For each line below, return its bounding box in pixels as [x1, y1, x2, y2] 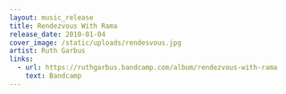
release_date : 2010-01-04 [9, 30, 105, 38]
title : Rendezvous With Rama [9, 21, 118, 30]
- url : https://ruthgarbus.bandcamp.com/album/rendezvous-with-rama [17, 64, 278, 73]
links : [9, 55, 34, 64]
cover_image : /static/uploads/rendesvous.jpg [9, 38, 181, 47]
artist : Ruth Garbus [9, 47, 87, 56]
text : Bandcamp [25, 72, 82, 81]
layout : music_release [9, 13, 94, 22]
